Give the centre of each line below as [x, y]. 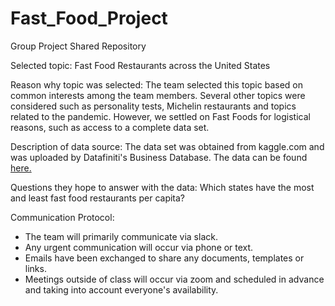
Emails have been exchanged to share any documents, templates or [164, 258]
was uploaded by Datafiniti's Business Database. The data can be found [159, 157]
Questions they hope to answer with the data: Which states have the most [162, 187]
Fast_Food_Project [89, 18]
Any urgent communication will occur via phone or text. [139, 247]
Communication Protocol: [62, 217]
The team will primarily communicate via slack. [121, 236]
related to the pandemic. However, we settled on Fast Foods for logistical [160, 116]
